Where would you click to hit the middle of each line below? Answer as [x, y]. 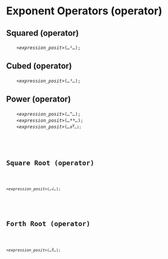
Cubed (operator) [39, 66]
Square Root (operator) [50, 163]
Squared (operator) [43, 33]
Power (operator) [39, 99]
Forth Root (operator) [48, 223]
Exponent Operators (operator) [84, 11]
